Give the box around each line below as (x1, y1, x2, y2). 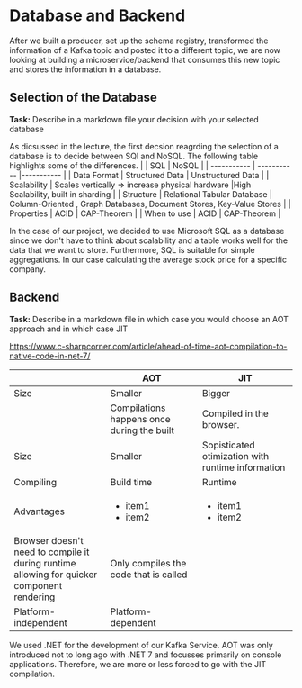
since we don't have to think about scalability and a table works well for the (9, 235, 289, 246)
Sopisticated (201, 439, 255, 451)
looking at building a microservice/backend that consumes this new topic (9, 54, 280, 65)
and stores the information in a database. (9, 64, 162, 75)
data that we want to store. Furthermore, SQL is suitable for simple (9, 244, 256, 255)
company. (9, 263, 47, 275)
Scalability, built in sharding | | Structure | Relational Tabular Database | (9, 188, 272, 199)
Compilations (110, 402, 166, 414)
